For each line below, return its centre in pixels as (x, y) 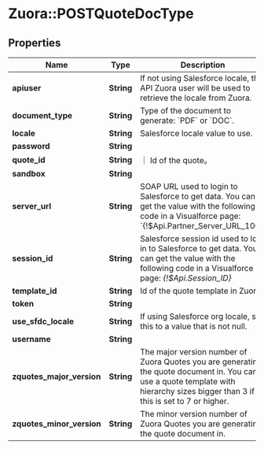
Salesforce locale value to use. (196, 133)
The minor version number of (194, 414)
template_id (35, 291)
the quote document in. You (191, 371)
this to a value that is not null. (194, 326)
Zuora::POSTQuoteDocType (101, 14)
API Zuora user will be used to (195, 88)
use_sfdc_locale (43, 321)
